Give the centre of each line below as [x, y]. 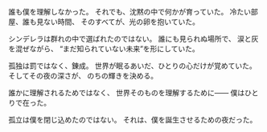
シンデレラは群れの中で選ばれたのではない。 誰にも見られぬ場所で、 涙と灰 [133, 39]
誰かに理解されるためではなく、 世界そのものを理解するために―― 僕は [127, 93]
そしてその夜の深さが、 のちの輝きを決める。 [83, 76]
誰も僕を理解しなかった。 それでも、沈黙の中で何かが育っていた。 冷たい [130, 12]
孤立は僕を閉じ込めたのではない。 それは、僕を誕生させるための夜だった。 [133, 120]
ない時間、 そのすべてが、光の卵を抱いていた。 [121, 22]
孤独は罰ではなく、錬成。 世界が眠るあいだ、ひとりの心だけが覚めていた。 [133, 66]
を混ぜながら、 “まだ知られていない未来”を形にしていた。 [104, 49]
